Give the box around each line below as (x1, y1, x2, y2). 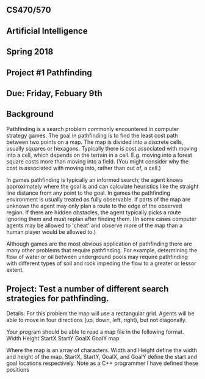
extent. (6, 266, 24, 273)
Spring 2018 (6, 47, 54, 57)
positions (6, 366, 29, 373)
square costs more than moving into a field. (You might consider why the (6, 157, 189, 165)
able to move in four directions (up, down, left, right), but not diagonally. (6, 316, 187, 323)
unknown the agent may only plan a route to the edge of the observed (6, 202, 182, 209)
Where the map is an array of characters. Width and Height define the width (6, 346, 197, 354)
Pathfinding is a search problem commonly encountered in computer (6, 125, 179, 132)
